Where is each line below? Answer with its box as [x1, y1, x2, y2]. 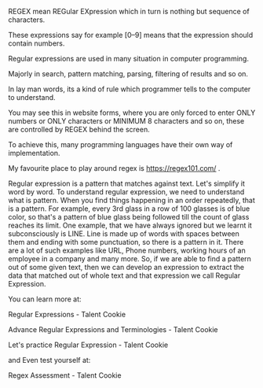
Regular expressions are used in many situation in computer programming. [8, 54, 250, 63]
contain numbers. [8, 39, 65, 48]
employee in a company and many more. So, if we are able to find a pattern [8, 254, 251, 263]
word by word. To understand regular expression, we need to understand [8, 187, 245, 196]
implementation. [8, 149, 60, 157]
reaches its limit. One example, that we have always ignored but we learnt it [8, 220, 253, 230]
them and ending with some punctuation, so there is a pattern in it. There [8, 238, 244, 246]
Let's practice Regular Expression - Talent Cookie [8, 340, 169, 349]
